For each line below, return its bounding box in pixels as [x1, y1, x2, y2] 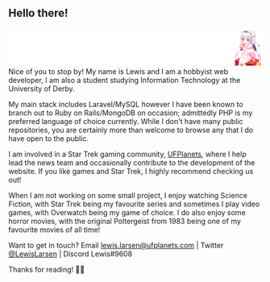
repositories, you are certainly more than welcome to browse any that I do [8, 125, 254, 135]
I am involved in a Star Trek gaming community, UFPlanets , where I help [8, 149, 247, 160]
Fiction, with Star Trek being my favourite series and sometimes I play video [8, 199, 260, 209]
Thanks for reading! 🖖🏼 [8, 265, 85, 275]
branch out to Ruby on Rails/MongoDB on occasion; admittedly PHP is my [8, 108, 253, 118]
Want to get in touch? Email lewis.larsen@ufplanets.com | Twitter [8, 241, 224, 251]
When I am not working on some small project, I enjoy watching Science [8, 191, 248, 201]
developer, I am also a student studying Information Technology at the [8, 76, 241, 85]
